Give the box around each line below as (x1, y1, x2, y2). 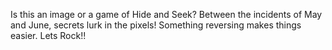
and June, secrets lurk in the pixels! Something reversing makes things (10, 19, 302, 31)
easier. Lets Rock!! (10, 30, 87, 41)
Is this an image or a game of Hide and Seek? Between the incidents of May (10, 9, 323, 20)
